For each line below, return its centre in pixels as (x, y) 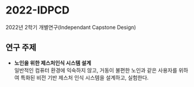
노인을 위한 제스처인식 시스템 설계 (53, 63)
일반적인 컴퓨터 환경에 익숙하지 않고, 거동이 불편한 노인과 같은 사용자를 (96, 70)
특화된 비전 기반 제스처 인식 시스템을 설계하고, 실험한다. (85, 78)
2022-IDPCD (38, 10)
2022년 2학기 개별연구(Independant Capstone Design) (71, 27)
